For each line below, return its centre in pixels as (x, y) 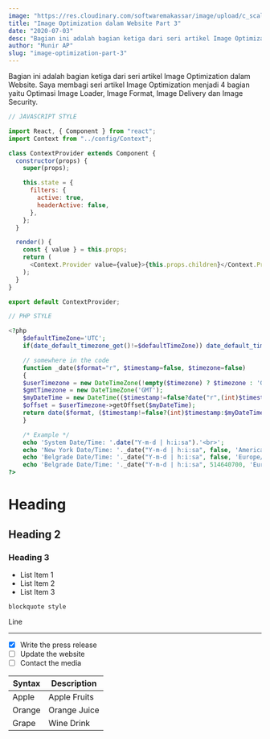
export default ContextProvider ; (64, 302)
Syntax (27, 683)
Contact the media (51, 663)
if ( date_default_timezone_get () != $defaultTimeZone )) (113, 346)
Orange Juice (74, 710)
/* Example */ (46, 435)
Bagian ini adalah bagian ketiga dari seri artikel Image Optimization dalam (129, 76)
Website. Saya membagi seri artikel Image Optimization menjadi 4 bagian (129, 85)
